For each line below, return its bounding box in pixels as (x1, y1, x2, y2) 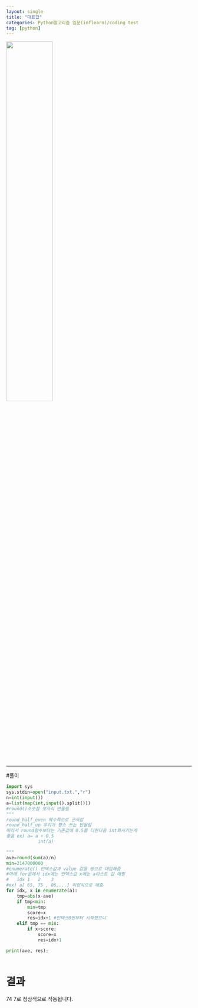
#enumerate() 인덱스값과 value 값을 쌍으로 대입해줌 (6, 866, 121, 872)
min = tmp (27, 904, 46, 910)
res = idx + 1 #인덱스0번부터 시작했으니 (27, 915, 106, 921)
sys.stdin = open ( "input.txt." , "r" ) (6, 789, 91, 796)
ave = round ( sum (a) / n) (6, 855, 57, 860)
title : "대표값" (6, 14, 42, 20)
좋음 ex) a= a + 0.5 (6, 833, 54, 839)
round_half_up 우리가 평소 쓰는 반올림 (6, 822, 92, 828)
